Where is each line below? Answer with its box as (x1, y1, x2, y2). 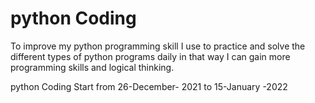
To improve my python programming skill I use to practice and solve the (10, 40, 306, 52)
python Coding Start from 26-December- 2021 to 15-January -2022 (10, 80, 288, 92)
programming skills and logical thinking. (10, 61, 175, 73)
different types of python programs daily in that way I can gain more (10, 50, 291, 62)
